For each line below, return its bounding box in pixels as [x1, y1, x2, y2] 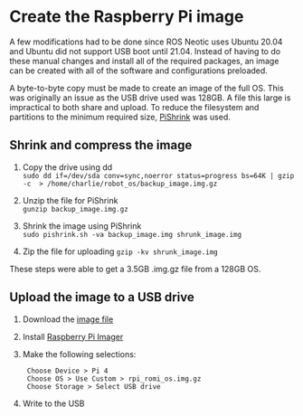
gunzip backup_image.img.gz [22, 204, 128, 213]
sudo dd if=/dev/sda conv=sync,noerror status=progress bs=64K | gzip [22, 171, 295, 180]
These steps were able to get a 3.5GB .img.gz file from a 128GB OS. [9, 263, 261, 274]
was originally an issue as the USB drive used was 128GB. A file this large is [9, 92, 291, 103]
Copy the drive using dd [22, 161, 113, 173]
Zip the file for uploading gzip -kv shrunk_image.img [22, 246, 219, 257]
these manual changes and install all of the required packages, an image [9, 55, 279, 66]
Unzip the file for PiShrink [22, 194, 118, 205]
